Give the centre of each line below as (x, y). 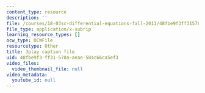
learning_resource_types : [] (43, 35)
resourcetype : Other (33, 46)
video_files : (23, 63)
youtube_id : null (34, 80)
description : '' (27, 18)
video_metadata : (27, 75)
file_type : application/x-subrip (49, 29)
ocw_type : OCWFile (30, 40)
